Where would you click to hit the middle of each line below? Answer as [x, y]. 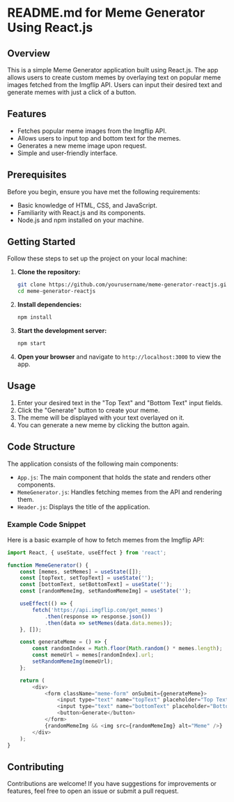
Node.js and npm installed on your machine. [80, 220]
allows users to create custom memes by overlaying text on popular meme [114, 77]
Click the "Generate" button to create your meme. [88, 410]
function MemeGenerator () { [48, 565]
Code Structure [41, 447]
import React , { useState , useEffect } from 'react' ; [87, 552]
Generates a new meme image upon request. [82, 146]
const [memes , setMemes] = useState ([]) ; [80, 572]
